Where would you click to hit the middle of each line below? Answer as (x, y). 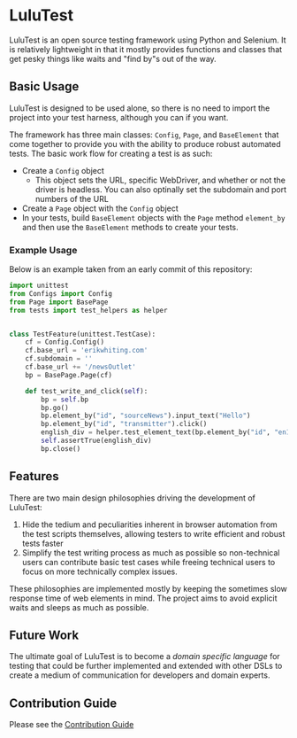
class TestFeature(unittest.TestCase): (83, 334)
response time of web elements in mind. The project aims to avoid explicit (143, 598)
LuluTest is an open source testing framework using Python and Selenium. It (148, 40)
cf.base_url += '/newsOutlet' (81, 367)
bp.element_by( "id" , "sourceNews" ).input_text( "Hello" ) (146, 416)
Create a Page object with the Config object (100, 208)
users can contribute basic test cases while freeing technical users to (148, 562)
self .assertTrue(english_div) (96, 441)
